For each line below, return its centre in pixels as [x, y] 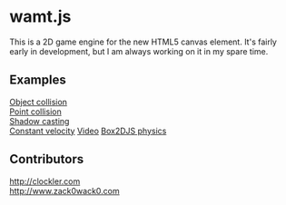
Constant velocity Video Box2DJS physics [88, 131]
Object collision [39, 102]
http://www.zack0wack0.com [64, 190]
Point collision [35, 112]
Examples [38, 80]
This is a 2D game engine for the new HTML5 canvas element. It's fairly [143, 42]
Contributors [47, 159]
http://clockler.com [45, 181]
